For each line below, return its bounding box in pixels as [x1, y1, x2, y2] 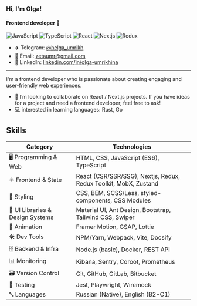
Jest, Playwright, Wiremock [76, 281, 151, 289]
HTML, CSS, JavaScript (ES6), [76, 154, 159, 162]
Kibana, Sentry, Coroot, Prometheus [76, 258, 175, 266]
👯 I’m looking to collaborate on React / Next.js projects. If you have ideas [14, 93, 191, 100]
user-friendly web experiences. [6, 82, 82, 89]
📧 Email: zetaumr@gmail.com [14, 52, 86, 60]
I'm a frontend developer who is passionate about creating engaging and [6, 76, 182, 83]
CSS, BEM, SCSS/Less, [76, 189, 140, 197]
